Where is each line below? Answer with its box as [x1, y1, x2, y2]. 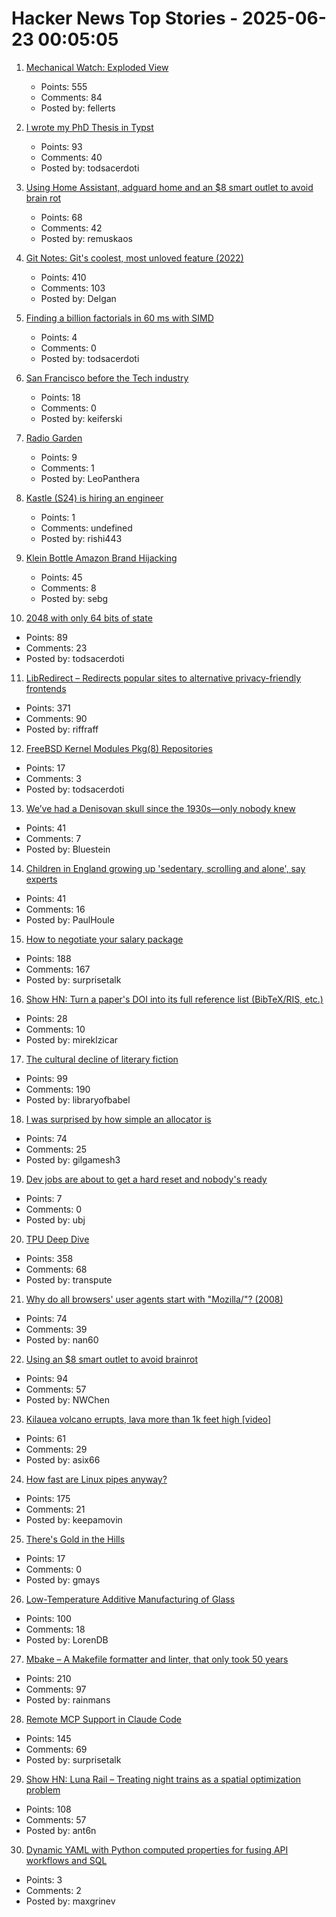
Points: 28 [25, 1012, 68, 1024]
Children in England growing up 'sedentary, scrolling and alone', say [25, 862, 306, 874]
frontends [25, 682, 67, 694]
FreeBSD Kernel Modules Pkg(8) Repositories [25, 742, 213, 754]
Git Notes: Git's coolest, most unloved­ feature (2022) [25, 252, 244, 264]
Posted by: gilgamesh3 [25, 1153, 121, 1166]
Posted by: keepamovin [25, 1513, 123, 1526]
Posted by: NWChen [25, 1393, 110, 1406]
